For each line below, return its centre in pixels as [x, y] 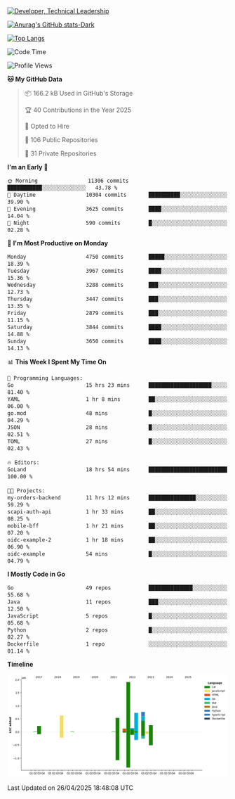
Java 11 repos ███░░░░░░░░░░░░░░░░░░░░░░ [117, 602]
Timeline [20, 664]
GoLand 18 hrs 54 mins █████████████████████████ [117, 470]
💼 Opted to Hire [47, 126]
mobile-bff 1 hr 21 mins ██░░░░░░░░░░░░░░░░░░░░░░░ [117, 526]
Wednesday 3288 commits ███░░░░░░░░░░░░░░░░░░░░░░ [117, 285]
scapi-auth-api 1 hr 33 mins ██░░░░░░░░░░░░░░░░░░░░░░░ [117, 512]
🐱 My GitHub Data [35, 79]
